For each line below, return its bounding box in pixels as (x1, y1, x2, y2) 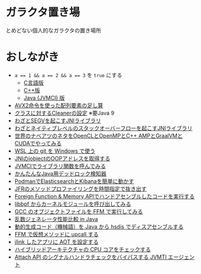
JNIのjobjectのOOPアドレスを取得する (14, 155, 111, 162)
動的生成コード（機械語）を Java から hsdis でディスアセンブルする (14, 222, 184, 230)
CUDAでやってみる (14, 139, 62, 147)
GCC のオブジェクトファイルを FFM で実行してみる (14, 207, 143, 215)
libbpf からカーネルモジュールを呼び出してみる (14, 200, 132, 207)
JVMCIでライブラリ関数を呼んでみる (14, 162, 106, 170)
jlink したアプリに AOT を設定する (14, 238, 99, 246)
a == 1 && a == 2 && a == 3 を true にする (14, 71, 123, 79)
